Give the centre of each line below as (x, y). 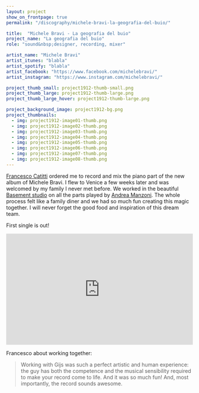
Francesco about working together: (49, 353)
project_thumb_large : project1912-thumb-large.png (70, 93)
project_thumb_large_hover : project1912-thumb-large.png (78, 99)
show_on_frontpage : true (37, 17)
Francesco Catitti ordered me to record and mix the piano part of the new (95, 176)
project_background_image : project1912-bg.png (65, 110)
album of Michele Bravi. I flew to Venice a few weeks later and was (88, 182)
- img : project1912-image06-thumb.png (60, 148)
